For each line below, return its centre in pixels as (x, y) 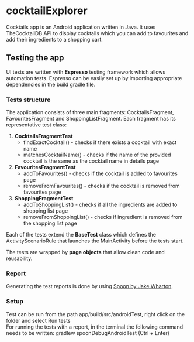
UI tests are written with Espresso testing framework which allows (86, 72)
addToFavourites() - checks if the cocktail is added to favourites (101, 173)
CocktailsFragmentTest (44, 136)
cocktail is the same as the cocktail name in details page (91, 161)
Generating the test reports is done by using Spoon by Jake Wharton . (90, 286)
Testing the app (35, 58)
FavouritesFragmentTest (45, 167)
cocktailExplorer (47, 11)
